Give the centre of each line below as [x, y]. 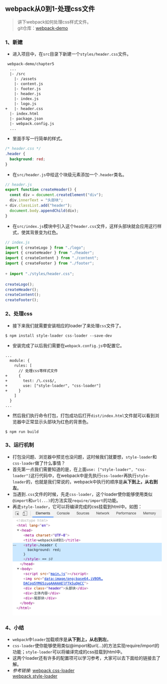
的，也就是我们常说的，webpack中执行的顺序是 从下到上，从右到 [92, 482]
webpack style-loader [35, 676]
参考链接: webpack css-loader [43, 671]
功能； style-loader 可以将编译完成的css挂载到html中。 [69, 652]
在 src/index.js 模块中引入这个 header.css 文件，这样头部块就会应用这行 [85, 226]
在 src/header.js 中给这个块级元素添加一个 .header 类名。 [69, 174]
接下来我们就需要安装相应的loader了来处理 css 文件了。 [68, 325]
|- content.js [29, 84]
